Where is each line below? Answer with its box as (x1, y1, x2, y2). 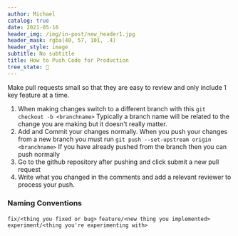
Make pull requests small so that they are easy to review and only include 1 (7, 83, 227, 91)
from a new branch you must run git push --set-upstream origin (17, 135, 212, 143)
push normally (17, 150, 61, 158)
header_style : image (7, 43, 69, 51)
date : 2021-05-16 (7, 24, 59, 31)
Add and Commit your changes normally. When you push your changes (17, 127, 228, 135)
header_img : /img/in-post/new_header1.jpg (7, 30, 135, 38)
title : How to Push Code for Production (7, 57, 130, 64)
